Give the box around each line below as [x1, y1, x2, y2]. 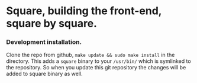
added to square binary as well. [6, 70, 83, 78]
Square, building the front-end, [6, 4, 162, 18]
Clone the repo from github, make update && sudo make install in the [6, 52, 175, 59]
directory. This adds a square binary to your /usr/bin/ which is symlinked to [6, 58, 191, 65]
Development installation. [6, 38, 82, 46]
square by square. [6, 17, 98, 30]
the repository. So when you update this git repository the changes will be [6, 64, 186, 71]
